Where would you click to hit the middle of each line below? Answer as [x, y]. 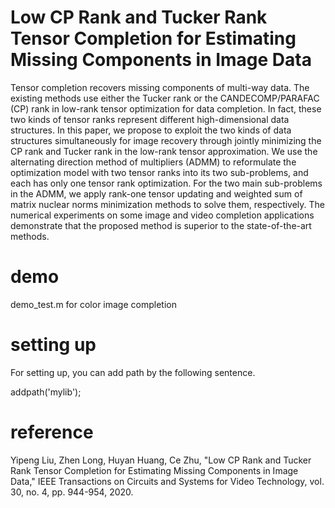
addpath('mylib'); [46, 392]
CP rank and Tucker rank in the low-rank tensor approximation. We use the [164, 151]
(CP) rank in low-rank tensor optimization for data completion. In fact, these [166, 108]
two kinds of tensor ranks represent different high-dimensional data [150, 119]
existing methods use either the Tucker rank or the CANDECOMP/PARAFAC [165, 98]
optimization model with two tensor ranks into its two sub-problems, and [159, 172]
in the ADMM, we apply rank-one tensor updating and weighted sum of [156, 193]
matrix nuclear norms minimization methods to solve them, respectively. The [168, 204]
